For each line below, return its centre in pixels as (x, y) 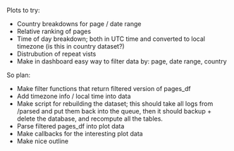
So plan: (19, 75)
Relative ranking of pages (54, 31)
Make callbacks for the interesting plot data (80, 134)
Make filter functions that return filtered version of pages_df (104, 89)
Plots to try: (23, 10)
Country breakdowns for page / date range (79, 24)
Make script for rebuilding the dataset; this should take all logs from (115, 104)
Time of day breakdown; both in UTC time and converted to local (111, 39)
